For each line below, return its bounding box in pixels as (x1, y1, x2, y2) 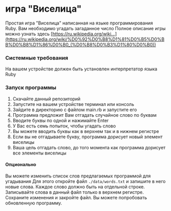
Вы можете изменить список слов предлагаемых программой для (5, 173, 151, 179)
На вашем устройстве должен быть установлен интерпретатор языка (5, 66, 158, 72)
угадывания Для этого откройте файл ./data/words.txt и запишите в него (5, 178, 166, 184)
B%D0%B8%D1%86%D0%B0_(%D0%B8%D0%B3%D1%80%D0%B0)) (5, 41, 156, 47)
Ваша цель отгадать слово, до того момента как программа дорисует (12, 144, 166, 150)
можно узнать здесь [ (5, 31, 53, 37)
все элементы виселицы (12, 150, 67, 156)
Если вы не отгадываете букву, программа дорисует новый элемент (12, 134, 163, 140)
